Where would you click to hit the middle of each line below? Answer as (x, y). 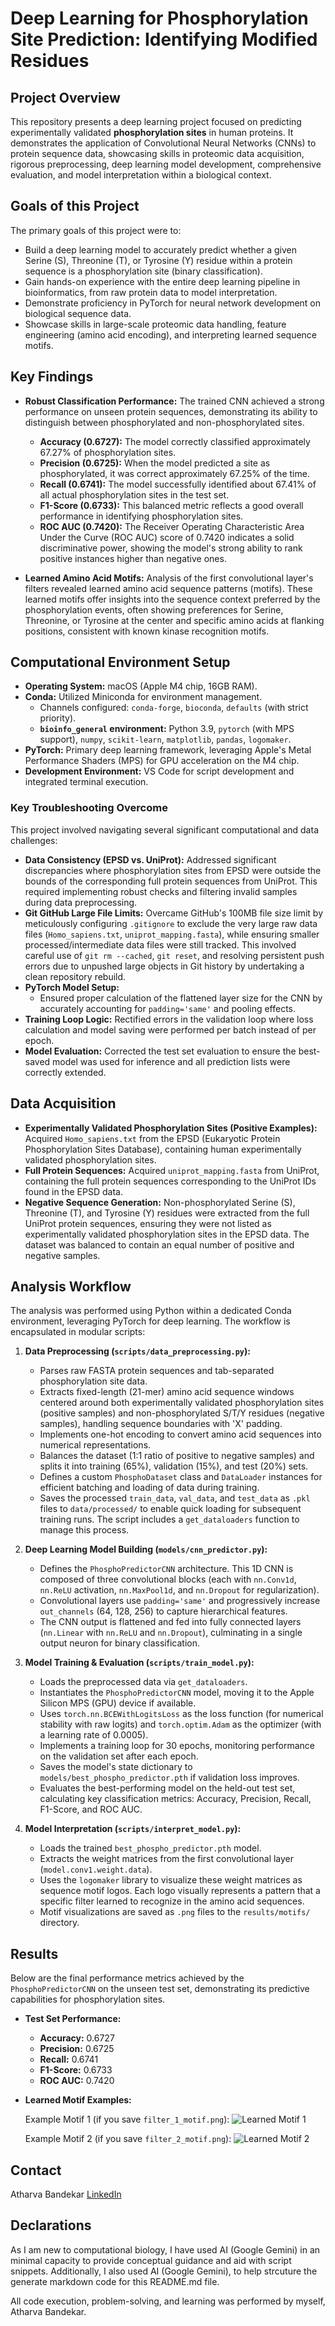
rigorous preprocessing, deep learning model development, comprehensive (166, 164)
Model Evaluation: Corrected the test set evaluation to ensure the (160, 1051)
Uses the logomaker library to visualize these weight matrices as (171, 1880)
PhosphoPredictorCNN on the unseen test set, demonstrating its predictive (160, 1989)
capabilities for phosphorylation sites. (88, 1999)
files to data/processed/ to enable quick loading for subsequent (170, 1509)
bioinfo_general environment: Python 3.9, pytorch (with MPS (167, 729)
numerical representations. (95, 1445)
